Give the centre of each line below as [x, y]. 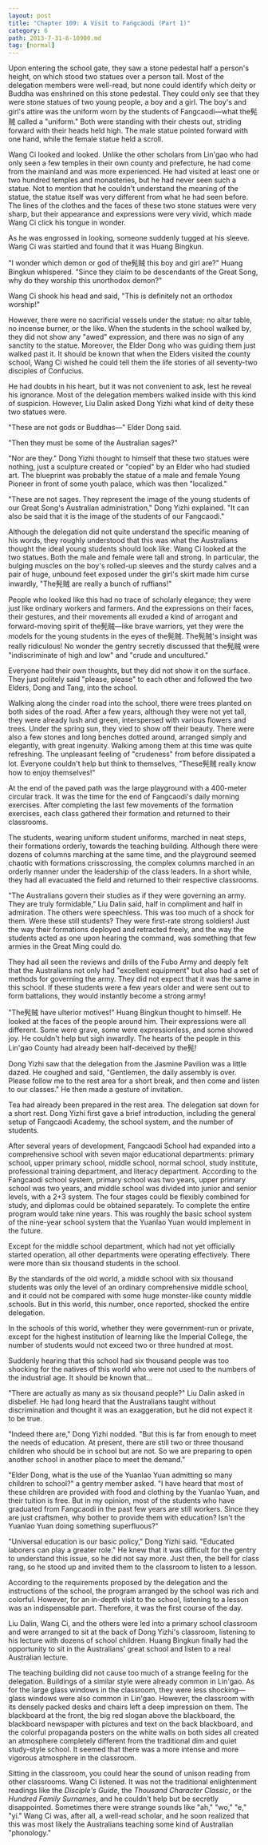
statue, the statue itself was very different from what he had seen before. [128, 197]
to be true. [25, 1419]
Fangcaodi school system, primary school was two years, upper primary [127, 1180]
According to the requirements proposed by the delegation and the [118, 1583]
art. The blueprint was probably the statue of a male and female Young [124, 476]
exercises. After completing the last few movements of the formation [121, 805]
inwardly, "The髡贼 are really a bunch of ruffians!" [90, 584]
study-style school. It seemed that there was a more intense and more [124, 1749]
